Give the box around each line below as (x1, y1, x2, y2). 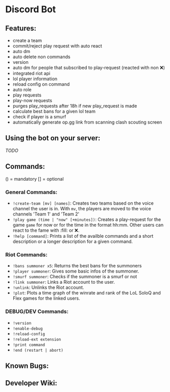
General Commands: (5, 188, 58, 195)
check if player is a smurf (12, 114, 66, 119)
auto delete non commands (12, 54, 70, 60)
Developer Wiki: (5, 379, 58, 387)
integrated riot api (12, 70, 51, 76)
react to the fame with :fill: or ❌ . (12, 227, 80, 233)
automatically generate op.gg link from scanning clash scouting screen (12, 119, 162, 125)
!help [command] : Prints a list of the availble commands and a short (12, 233, 154, 239)
